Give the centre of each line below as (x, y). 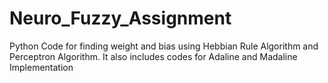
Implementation (41, 67)
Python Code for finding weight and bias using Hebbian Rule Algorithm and (164, 46)
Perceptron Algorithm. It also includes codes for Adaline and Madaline (153, 56)
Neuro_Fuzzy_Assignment (120, 18)
